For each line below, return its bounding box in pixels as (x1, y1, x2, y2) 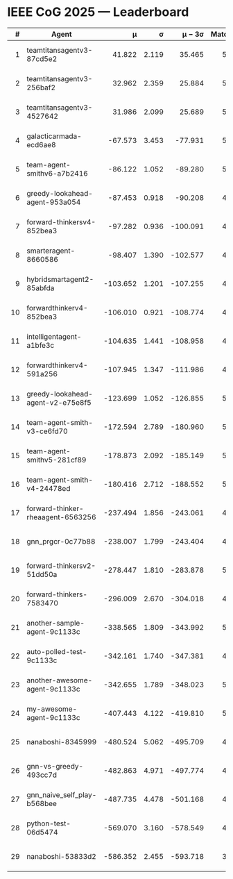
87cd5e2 (26, 53, 58, 63)
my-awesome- (26, 704, 78, 714)
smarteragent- (26, 246, 76, 256)
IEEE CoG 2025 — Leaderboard (7, 4, 189, 20)
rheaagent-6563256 (26, 512, 96, 521)
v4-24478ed (26, 483, 71, 493)
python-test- (26, 819, 71, 828)
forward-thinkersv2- (26, 560, 96, 570)
